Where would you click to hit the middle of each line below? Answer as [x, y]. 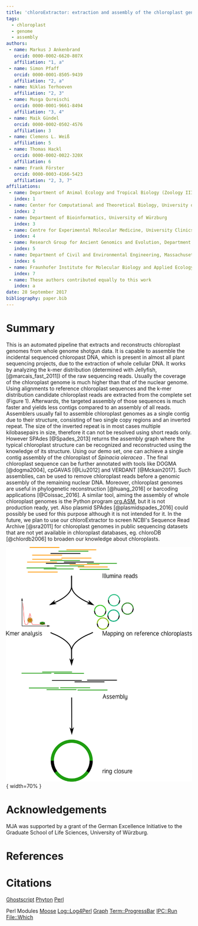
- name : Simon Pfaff [34, 68]
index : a [24, 286]
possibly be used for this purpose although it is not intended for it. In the [94, 513]
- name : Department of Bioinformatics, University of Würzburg [88, 218]
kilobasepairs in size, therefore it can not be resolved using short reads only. [99, 432]
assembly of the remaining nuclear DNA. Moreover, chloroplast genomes [95, 482]
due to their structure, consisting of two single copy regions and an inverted [98, 420]
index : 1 [24, 199]
